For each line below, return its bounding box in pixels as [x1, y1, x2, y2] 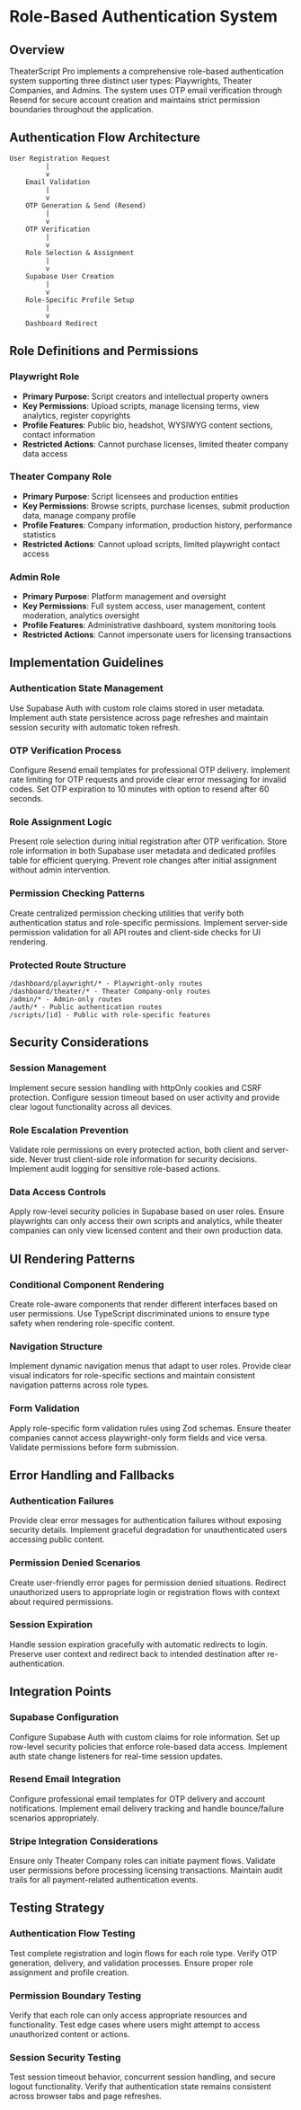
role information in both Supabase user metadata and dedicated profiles [9, 846, 277, 856]
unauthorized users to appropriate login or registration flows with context [9, 1586, 280, 1597]
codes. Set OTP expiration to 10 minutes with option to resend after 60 [9, 784, 270, 794]
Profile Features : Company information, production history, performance [22, 519, 293, 530]
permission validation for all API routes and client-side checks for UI [9, 926, 261, 937]
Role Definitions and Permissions [9, 343, 199, 359]
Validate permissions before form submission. [9, 1441, 180, 1452]
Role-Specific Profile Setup [25, 295, 135, 305]
